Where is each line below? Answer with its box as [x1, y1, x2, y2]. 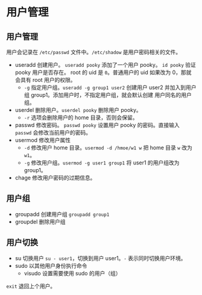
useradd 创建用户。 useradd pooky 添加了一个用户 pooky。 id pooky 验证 [14, 61, 196, 68]
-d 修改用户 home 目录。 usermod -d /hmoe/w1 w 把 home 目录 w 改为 [24, 144, 193, 151]
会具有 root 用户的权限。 [14, 76, 77, 83]
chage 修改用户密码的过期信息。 [14, 174, 96, 181]
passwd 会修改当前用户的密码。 [14, 129, 92, 136]
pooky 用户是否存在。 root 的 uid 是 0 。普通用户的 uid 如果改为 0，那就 [14, 69, 192, 76]
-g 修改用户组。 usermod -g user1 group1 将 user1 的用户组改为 [24, 159, 180, 166]
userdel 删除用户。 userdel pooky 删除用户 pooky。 [14, 107, 142, 113]
